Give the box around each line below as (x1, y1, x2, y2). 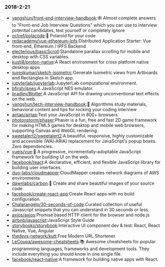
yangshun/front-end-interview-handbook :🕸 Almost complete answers (11, 15, 156, 21)
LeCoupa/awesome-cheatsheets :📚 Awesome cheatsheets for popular (11, 239, 156, 245)
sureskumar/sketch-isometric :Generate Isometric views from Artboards (11, 69, 158, 75)
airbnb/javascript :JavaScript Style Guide (11, 217, 95, 223)
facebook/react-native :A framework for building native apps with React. (11, 257, 159, 263)
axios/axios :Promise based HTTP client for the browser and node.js (11, 212, 150, 218)
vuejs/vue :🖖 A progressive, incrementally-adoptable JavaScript (11, 149, 141, 155)
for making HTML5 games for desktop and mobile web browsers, (11, 123, 145, 129)
